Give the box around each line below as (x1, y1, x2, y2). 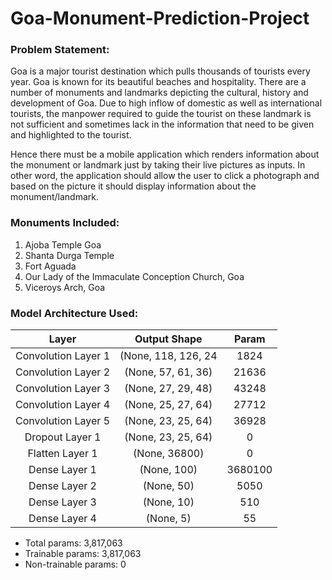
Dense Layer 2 (28, 479, 97, 493)
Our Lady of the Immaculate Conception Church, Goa (24, 270, 245, 282)
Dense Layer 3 (28, 495, 97, 509)
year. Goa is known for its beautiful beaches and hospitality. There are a (10, 76, 307, 88)
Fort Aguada (24, 260, 77, 272)
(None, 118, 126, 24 (119, 349, 218, 363)
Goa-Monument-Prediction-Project (10, 7, 310, 30)
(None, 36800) (133, 447, 205, 461)
